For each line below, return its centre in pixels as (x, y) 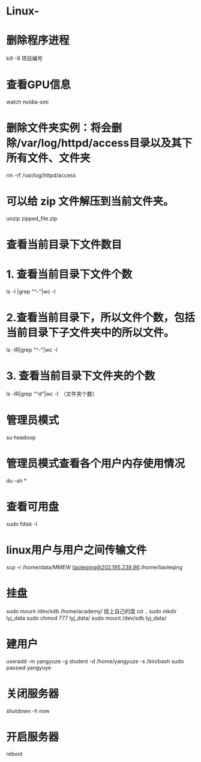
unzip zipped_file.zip (32, 218)
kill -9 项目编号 (25, 58)
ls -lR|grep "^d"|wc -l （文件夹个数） (52, 394)
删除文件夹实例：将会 (59, 128)
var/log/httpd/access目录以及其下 (106, 143)
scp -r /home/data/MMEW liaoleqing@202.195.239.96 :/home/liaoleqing (94, 567)
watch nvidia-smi (28, 102)
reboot (14, 754)
